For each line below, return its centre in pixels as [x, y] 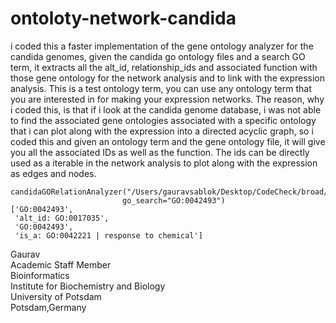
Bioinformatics [40, 275]
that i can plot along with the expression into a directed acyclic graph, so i [162, 131]
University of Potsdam [56, 296]
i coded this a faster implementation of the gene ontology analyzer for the [162, 46]
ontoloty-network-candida [123, 18]
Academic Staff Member [61, 264]
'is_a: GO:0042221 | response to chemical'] [108, 235]
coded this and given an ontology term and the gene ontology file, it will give [168, 141]
